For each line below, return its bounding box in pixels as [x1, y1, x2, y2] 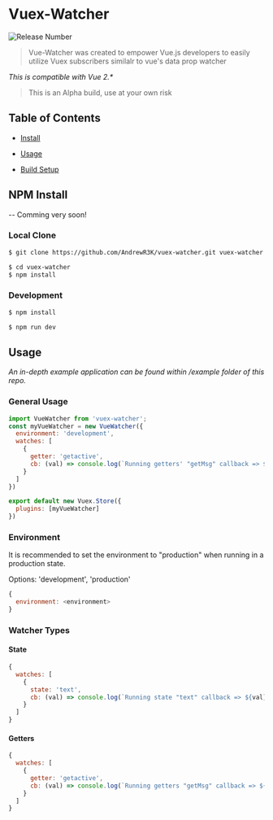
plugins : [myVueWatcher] [15, 505, 100, 513]
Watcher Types [8, 624, 71, 635]
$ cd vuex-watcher [8, 263, 71, 271]
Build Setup [19, 164, 59, 174]
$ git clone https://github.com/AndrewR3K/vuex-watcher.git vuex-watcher [8, 248, 264, 256]
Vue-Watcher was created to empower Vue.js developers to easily [28, 47, 250, 57]
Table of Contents [8, 111, 102, 125]
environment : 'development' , [15, 430, 115, 438]
